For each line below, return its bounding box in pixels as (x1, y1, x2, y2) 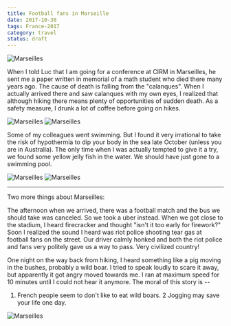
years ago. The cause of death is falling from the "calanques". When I (7, 82, 204, 91)
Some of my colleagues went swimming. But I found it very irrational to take (7, 131, 221, 139)
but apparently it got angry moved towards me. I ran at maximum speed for (7, 270, 220, 279)
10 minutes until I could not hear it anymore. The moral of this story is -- (7, 278, 210, 286)
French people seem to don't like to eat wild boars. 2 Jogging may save (16, 291, 220, 299)
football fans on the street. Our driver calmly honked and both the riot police (7, 235, 223, 244)
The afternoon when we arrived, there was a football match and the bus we (7, 207, 221, 215)
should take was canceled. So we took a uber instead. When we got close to (7, 213, 223, 222)
